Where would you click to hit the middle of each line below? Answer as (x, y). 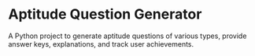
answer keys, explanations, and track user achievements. (101, 44)
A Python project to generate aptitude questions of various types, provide (128, 36)
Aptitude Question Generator (105, 14)
